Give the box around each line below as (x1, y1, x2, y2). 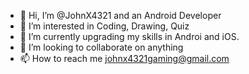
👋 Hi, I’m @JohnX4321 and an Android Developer (19, 10, 222, 21)
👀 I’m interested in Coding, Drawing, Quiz (19, 20, 190, 32)
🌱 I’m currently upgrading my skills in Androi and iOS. (19, 31, 240, 42)
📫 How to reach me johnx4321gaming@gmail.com (19, 53, 230, 64)
